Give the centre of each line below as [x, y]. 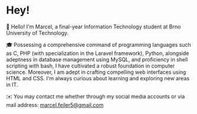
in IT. [12, 84]
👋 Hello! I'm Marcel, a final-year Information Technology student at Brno [93, 27]
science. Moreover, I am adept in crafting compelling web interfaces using [96, 72]
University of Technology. [37, 32]
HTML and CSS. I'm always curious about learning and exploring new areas [98, 78]
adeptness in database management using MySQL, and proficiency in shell [97, 59]
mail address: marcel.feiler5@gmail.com [55, 105]
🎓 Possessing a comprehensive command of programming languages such [99, 44]
